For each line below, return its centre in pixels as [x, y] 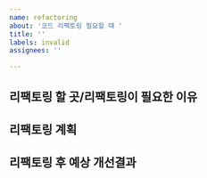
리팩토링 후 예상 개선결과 [73, 162]
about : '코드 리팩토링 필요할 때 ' [66, 26]
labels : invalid [39, 42]
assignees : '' [36, 51]
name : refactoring [43, 17]
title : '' [28, 34]
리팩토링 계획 [43, 129]
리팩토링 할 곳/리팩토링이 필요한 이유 [103, 97]
